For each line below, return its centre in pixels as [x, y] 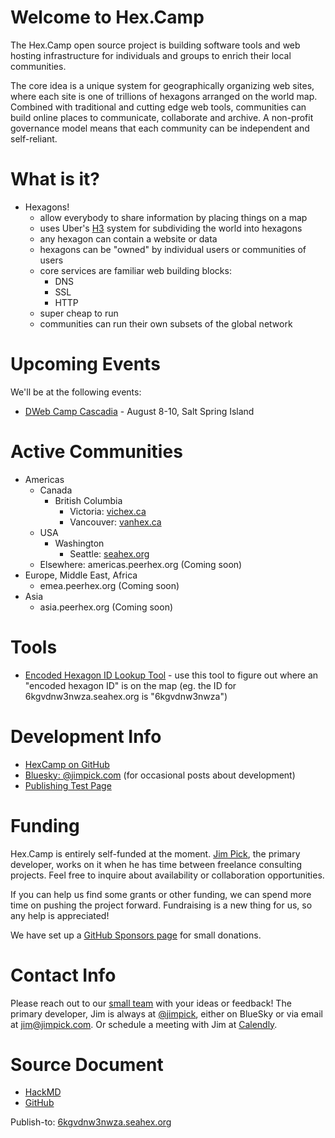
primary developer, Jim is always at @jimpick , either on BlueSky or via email [166, 1013]
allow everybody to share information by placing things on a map [173, 217]
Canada [56, 490]
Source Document [87, 1064]
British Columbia [88, 500]
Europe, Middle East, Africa [81, 575]
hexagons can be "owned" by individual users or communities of [173, 249]
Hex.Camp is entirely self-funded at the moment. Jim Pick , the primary [155, 853]
